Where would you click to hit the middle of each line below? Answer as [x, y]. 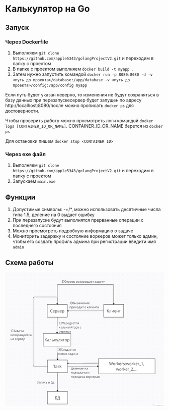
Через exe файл [26, 154]
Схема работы [29, 263]
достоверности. [22, 111]
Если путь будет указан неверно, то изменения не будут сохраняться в [82, 94]
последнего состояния [37, 225]
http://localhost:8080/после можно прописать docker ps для [70, 105]
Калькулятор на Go [48, 9]
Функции [20, 197]
